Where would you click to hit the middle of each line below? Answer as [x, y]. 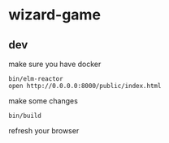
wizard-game [55, 15]
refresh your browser [44, 130]
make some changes [43, 101]
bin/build [25, 116]
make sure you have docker [55, 64]
